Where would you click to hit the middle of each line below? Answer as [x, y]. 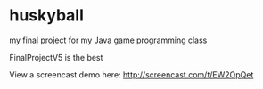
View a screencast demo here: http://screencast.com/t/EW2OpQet [131, 74]
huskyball [47, 16]
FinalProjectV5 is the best [56, 57]
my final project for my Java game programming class [108, 40]
